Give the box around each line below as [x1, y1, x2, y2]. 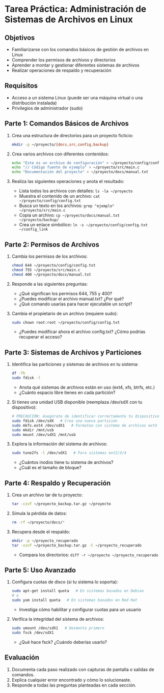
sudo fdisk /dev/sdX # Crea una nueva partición [11, 418, 118, 423]
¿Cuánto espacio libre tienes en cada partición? [19, 390, 116, 395]
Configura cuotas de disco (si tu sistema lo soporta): [11, 579, 118, 585]
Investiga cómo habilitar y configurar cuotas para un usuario [19, 606, 141, 612]
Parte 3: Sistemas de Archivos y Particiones [4, 348, 142, 357]
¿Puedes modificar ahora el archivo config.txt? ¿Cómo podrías [19, 329, 146, 335]
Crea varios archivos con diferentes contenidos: [11, 151, 109, 157]
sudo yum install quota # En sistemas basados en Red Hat [11, 598, 137, 603]
